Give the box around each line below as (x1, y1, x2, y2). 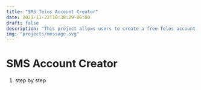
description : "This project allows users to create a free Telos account (6, 25, 196, 32)
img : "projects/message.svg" (6, 31, 80, 37)
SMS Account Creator (6, 57, 118, 71)
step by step (14, 77, 46, 84)
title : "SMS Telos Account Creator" (6, 8, 98, 15)
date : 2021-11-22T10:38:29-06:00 (6, 14, 91, 20)
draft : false (6, 20, 39, 26)
